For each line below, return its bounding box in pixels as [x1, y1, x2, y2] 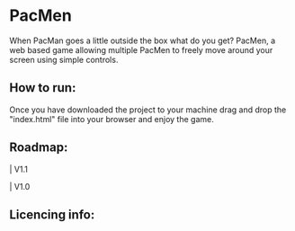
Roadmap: [9, 140, 68, 155]
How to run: [9, 80, 76, 95]
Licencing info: [9, 207, 95, 222]
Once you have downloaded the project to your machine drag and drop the [9, 104, 287, 115]
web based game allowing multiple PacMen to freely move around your [9, 44, 273, 55]
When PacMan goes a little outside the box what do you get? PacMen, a [9, 35, 276, 46]
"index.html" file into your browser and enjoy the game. [9, 113, 214, 124]
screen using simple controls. [9, 54, 119, 65]
